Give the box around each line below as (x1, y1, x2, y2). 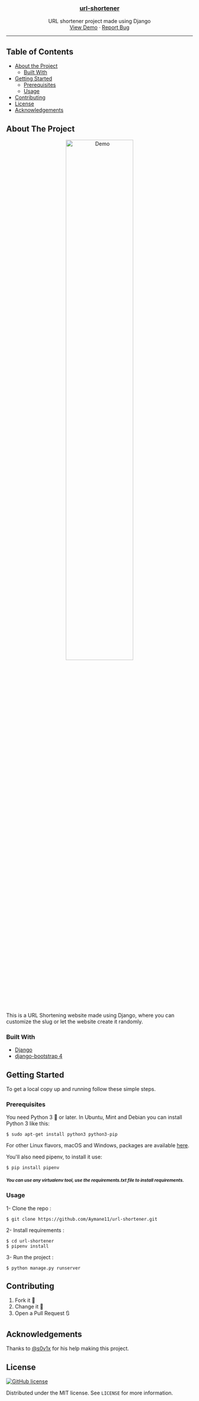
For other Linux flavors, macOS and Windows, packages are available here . (6, 1142, 190, 1149)
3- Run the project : (6, 1253, 54, 1260)
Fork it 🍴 (14, 1297, 36, 1304)
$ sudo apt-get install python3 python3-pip (6, 1131, 118, 1138)
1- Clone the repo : (6, 1205, 52, 1212)
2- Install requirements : (6, 1226, 65, 1234)
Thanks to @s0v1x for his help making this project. (6, 1345, 129, 1352)
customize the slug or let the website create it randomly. (6, 1018, 143, 1025)
